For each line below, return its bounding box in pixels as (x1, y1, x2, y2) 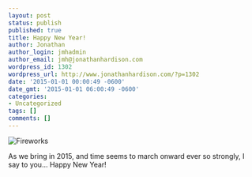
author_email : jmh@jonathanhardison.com (8, 56, 144, 64)
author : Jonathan (8, 41, 66, 49)
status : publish (8, 19, 62, 27)
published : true (8, 26, 62, 34)
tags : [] (8, 107, 37, 115)
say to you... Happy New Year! (8, 160, 107, 169)
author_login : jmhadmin (8, 48, 87, 56)
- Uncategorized (8, 100, 62, 107)
